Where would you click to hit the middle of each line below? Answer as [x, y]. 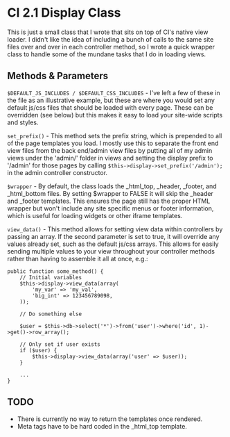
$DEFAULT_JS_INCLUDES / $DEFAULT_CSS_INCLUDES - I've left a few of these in [114, 92]
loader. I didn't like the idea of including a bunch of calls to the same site [110, 39]
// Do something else [51, 314]
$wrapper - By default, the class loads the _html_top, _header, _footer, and [112, 186]
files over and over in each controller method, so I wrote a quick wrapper [111, 47]
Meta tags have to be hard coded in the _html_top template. [102, 426]
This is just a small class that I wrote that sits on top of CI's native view [108, 32]
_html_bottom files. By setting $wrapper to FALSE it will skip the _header [110, 193]
